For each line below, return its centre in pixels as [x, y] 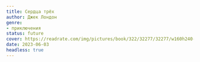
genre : [14, 22]
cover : [14, 39]
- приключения [24, 28]
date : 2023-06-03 [28, 45]
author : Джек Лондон [32, 17]
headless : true [25, 50]
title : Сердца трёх [30, 12]
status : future [25, 34]
